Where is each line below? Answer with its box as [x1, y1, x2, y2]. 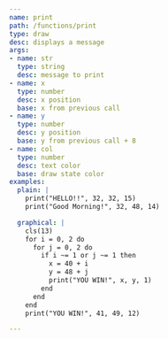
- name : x [9, 79, 46, 88]
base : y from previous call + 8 [17, 136, 137, 145]
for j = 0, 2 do [32, 243, 93, 252]
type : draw [9, 29, 50, 38]
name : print [9, 12, 53, 22]
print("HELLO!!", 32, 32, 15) [25, 194, 137, 204]
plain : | [17, 186, 50, 195]
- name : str [9, 54, 53, 63]
